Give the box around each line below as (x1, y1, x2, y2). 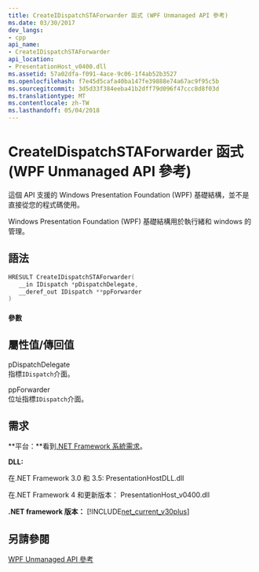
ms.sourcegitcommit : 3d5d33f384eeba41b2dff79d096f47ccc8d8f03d (8, 84, 220, 93)
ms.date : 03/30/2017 (8, 19, 76, 27)
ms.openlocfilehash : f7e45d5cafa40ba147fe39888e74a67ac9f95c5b (8, 77, 220, 85)
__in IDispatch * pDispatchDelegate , (18, 280, 139, 288)
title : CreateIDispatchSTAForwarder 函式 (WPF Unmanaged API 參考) (8, 11, 229, 20)
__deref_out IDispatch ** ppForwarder (18, 288, 143, 296)
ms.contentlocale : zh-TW (8, 99, 89, 107)
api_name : (8, 41, 41, 49)
